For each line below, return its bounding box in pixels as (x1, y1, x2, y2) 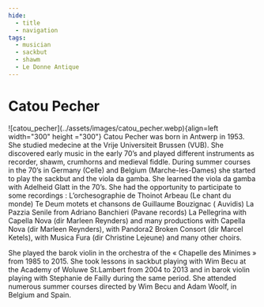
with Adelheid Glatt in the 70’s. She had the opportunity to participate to (8, 182, 242, 191)
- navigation (15, 26, 58, 34)
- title (15, 19, 41, 27)
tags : (8, 33, 26, 42)
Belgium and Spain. (8, 290, 72, 299)
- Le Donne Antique (15, 63, 80, 71)
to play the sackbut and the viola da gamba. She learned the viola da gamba (8, 173, 256, 183)
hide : (8, 11, 26, 20)
